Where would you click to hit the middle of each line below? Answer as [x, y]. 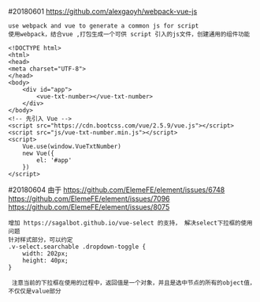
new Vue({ [39, 153]
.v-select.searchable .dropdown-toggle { [77, 247]
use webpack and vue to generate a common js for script [104, 26]
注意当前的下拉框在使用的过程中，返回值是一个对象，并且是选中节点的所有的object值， [134, 283]
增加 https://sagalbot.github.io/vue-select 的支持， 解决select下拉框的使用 [130, 223]
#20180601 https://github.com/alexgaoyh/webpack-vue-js [103, 11]
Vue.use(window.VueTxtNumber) [72, 146]
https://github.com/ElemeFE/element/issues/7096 [89, 198]
